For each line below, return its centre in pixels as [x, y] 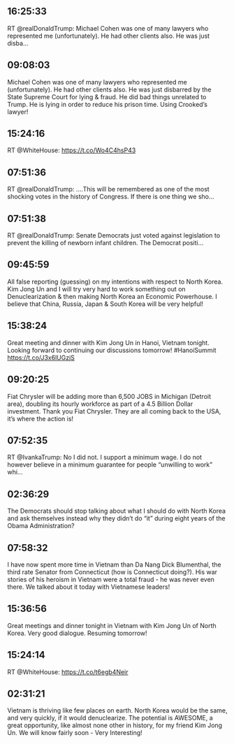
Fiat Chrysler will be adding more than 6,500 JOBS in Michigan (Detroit [109, 396]
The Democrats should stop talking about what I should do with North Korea [116, 511]
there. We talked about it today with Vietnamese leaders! [89, 587]
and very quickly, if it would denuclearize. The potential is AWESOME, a [110, 718]
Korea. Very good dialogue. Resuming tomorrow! [78, 633]
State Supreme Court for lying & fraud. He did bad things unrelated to [107, 96]
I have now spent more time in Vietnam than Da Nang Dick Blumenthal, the [114, 564]
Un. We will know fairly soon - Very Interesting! [75, 733]
